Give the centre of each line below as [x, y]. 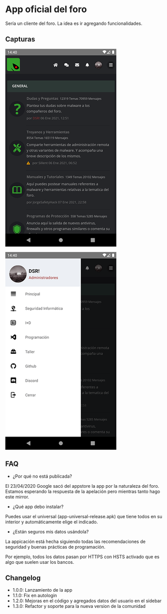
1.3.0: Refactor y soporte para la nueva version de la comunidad [79, 606]
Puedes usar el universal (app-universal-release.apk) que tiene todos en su [84, 516]
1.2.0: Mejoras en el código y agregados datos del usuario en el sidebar [87, 601]
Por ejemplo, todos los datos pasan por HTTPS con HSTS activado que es [82, 557]
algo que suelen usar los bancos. [40, 562]
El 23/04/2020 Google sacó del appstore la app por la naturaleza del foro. [82, 486]
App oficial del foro [46, 9]
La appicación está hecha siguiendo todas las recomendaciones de [75, 541]
